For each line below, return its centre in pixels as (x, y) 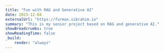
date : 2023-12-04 (24, 15)
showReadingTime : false (30, 33)
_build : (13, 38)
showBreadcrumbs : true (29, 29)
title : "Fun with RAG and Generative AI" (50, 10)
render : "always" (33, 43)
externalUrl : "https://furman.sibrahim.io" (52, 19)
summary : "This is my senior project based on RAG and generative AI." (82, 24)
